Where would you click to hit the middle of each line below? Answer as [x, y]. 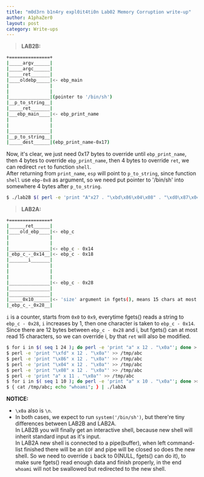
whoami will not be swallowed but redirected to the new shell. [90, 469]
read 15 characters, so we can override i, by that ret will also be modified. [99, 336]
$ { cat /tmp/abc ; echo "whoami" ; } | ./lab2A [66, 387]
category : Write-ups [32, 29]
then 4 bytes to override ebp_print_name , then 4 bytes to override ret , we [98, 161]
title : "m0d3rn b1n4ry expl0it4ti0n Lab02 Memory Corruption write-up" [99, 12]
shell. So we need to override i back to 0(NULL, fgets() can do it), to [100, 456]
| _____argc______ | [29, 69]
